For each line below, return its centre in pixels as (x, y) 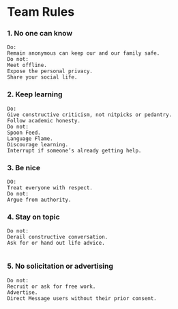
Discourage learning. (38, 144)
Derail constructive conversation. (58, 237)
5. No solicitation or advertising (60, 266)
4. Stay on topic (33, 217)
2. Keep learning (35, 94)
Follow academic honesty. (44, 120)
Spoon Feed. (24, 133)
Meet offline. (27, 66)
